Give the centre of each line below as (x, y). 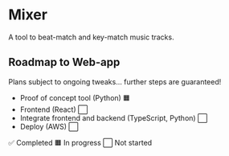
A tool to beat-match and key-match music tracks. (91, 37)
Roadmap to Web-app (64, 62)
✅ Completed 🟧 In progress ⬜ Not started (80, 142)
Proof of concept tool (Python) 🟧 (75, 97)
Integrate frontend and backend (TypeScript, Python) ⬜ (114, 117)
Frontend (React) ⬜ (54, 109)
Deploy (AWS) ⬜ (49, 126)
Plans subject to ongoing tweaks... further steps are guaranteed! (115, 81)
